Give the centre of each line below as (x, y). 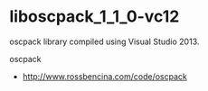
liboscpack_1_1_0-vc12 (95, 17)
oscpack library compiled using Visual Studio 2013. (104, 41)
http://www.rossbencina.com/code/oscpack (104, 76)
